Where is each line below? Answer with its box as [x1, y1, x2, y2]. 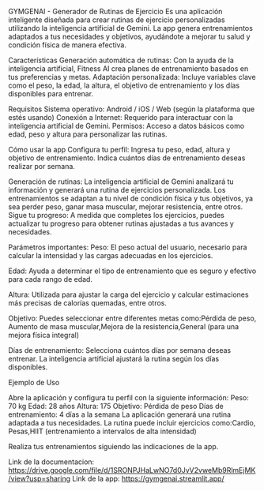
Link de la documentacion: [8, 457, 95, 467]
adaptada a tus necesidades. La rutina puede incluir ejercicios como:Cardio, [8, 418, 256, 427]
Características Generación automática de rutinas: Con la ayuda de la [8, 55, 235, 65]
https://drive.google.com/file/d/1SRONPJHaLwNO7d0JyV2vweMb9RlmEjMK [8, 466, 256, 474]
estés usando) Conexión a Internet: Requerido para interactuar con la [8, 113, 233, 122]
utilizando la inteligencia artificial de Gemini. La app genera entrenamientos [8, 24, 253, 32]
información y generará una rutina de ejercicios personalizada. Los [8, 186, 226, 194]
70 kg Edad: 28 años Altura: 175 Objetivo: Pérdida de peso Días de [8, 402, 224, 410]
